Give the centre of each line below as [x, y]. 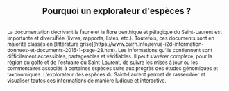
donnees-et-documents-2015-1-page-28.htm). [62, 50]
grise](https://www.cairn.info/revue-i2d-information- [142, 44]
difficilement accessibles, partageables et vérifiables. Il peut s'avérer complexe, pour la [110, 56]
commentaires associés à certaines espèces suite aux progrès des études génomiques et [113, 68]
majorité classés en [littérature [43, 44]
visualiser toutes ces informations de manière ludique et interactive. [87, 81]
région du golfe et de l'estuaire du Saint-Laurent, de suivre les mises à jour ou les [103, 63]
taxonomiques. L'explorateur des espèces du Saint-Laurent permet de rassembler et [107, 74]
